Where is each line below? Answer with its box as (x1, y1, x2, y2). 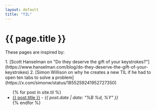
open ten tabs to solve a (5, 74, 54, 80)
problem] (55, 74, 74, 80)
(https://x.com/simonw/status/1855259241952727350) (5, 80, 117, 86)
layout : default (5, 7, 39, 12)
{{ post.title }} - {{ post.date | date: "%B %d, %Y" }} (12, 95, 119, 101)
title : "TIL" (5, 12, 32, 17)
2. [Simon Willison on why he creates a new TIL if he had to (30, 70, 151, 75)
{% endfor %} (12, 100, 41, 106)
